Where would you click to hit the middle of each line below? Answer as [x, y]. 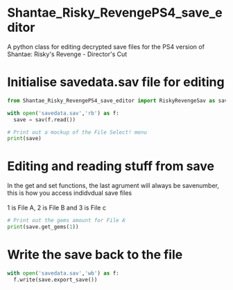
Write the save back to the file [95, 255]
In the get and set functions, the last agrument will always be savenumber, [113, 186]
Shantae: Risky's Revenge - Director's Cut [67, 54]
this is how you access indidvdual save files [70, 193]
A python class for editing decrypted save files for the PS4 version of [106, 46]
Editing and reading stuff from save [111, 166]
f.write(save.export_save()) [55, 280]
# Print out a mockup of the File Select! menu [77, 132]
